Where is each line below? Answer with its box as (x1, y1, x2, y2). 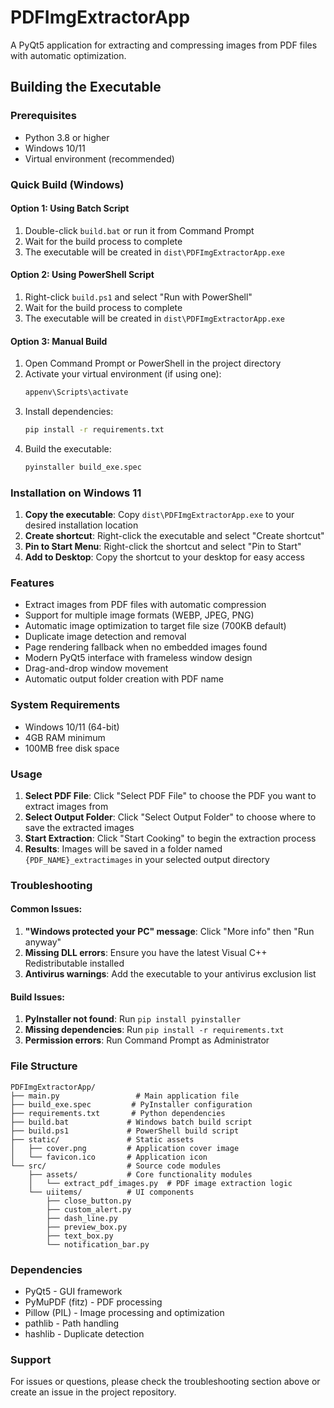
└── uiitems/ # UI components (28, 1187, 195, 1197)
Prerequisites (10, 109, 77, 123)
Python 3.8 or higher (24, 131, 110, 143)
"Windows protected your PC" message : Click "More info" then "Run (24, 926, 315, 938)
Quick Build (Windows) (10, 177, 125, 191)
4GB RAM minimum (24, 731, 106, 743)
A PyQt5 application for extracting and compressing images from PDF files (10, 39, 318, 51)
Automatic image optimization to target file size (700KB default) (24, 620, 287, 632)
